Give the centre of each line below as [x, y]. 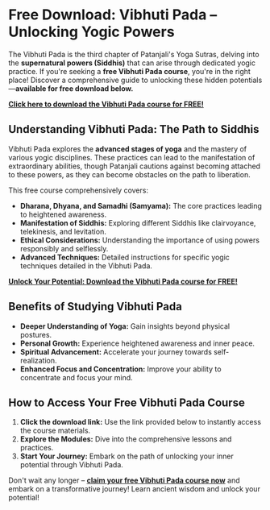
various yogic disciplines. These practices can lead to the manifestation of [132, 157]
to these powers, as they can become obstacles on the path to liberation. [130, 174]
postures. [36, 334]
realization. [39, 360]
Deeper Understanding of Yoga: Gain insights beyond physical [125, 326]
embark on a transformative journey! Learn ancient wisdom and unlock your [134, 489]
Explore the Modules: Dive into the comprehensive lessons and [126, 439]
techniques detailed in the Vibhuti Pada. [86, 265]
